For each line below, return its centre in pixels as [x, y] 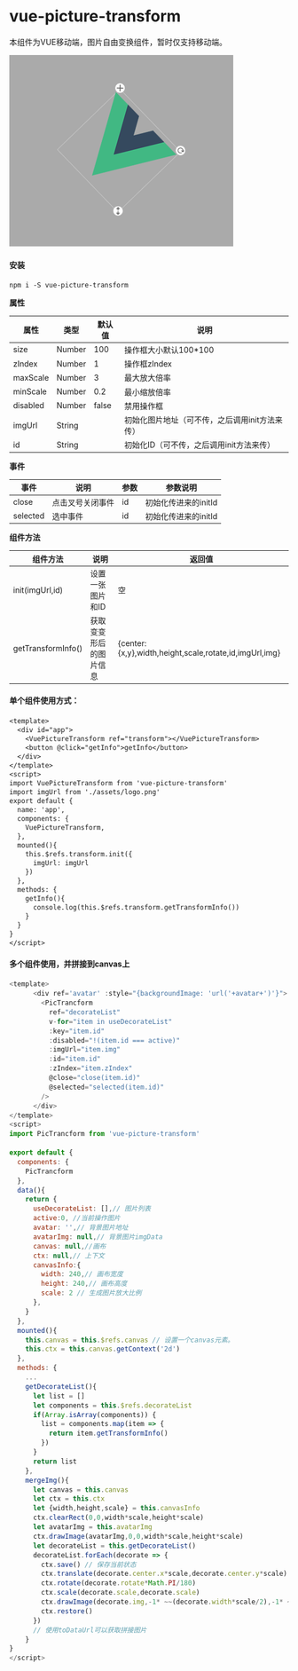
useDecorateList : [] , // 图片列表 [92, 1209]
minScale [30, 391]
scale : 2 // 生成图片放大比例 [91, 1293]
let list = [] [59, 1396]
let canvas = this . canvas [80, 1490]
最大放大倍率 [147, 378]
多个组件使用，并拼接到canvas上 [70, 964]
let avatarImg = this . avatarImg [92, 1527]
